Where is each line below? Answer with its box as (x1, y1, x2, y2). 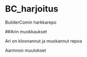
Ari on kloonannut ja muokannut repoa (5, 38, 82, 44)
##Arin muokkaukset (5, 28, 47, 34)
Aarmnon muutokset (5, 47, 46, 53)
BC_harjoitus (5, 3, 59, 14)
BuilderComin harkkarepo (5, 19, 57, 25)
